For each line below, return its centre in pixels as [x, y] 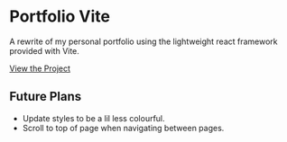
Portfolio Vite [60, 17]
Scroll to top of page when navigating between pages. [123, 128]
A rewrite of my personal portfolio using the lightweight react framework [143, 41]
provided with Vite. [44, 50]
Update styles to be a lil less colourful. [93, 118]
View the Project [40, 68]
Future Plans [46, 97]
